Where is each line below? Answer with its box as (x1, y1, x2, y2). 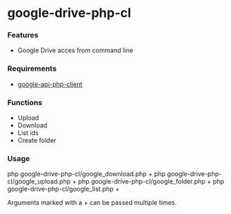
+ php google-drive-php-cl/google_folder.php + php (71, 177, 225, 186)
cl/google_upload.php (7, 177, 71, 186)
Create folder (17, 136, 57, 145)
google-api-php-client (17, 80, 83, 88)
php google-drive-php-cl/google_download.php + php (7, 170, 166, 178)
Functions (7, 97, 42, 107)
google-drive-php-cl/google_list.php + (7, 185, 120, 194)
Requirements (7, 64, 57, 73)
